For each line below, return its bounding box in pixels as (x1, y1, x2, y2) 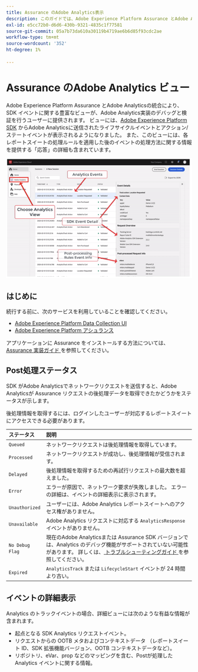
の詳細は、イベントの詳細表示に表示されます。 (46, 491, 160, 498)
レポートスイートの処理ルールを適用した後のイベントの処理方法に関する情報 (6, 139, 192, 146)
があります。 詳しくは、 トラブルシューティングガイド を (46, 549, 184, 556)
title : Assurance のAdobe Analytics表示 (6, 9, 104, 15)
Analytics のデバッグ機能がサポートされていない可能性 (56, 541, 189, 548)
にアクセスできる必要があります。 (6, 417, 88, 424)
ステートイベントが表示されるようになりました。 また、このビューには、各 (6, 131, 189, 138)
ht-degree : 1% (6, 47, 41, 53)
